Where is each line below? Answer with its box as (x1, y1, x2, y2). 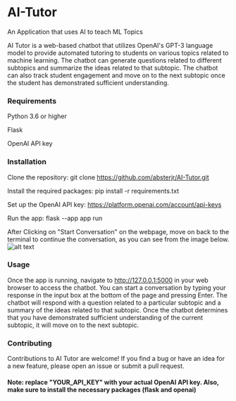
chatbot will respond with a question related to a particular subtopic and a (7, 298, 221, 307)
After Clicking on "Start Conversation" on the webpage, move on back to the (7, 227, 230, 236)
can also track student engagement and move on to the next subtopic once (7, 71, 225, 79)
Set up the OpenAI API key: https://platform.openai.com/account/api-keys (7, 200, 222, 208)
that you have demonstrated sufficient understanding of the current (7, 313, 203, 322)
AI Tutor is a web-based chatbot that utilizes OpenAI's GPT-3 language (7, 41, 213, 49)
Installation (7, 157, 47, 167)
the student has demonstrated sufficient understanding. (7, 78, 169, 87)
